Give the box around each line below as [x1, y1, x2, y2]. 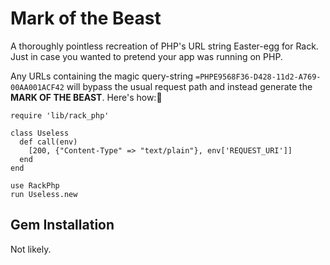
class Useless [10, 128, 70, 138]
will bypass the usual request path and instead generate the [66, 80, 313, 92]
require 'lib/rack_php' [10, 110, 110, 121]
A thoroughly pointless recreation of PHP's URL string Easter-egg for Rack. [10, 40, 319, 52]
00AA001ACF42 [10, 82, 65, 92]
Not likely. [10, 243, 52, 255]
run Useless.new [10, 189, 78, 199]
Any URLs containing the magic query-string [10, 70, 194, 82]
